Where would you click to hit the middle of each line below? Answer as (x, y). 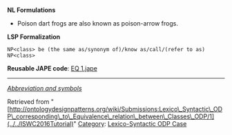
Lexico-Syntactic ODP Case (147, 124)
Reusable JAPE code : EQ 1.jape (52, 68)
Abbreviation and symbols (45, 88)
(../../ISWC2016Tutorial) (40, 124)
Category (91, 124)
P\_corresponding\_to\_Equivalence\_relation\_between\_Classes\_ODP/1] (111, 116)
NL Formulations (31, 10)
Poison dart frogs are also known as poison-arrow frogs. (97, 23)
